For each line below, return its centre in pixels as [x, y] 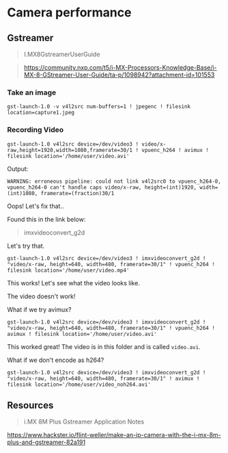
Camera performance [69, 13]
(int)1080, [23, 193]
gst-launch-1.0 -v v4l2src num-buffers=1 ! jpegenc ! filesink [99, 107]
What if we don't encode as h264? [56, 360]
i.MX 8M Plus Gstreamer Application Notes [84, 422]
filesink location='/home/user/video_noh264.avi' [79, 385]
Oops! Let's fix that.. [35, 206]
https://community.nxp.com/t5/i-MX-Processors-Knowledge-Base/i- [120, 67]
